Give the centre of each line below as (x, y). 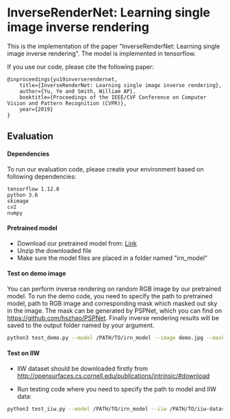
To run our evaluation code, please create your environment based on (105, 169)
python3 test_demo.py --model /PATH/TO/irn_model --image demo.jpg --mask (116, 337)
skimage (18, 201)
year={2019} (36, 109)
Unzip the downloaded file (54, 250)
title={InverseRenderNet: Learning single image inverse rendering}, (121, 85)
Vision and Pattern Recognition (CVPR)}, (67, 103)
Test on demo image (37, 274)
